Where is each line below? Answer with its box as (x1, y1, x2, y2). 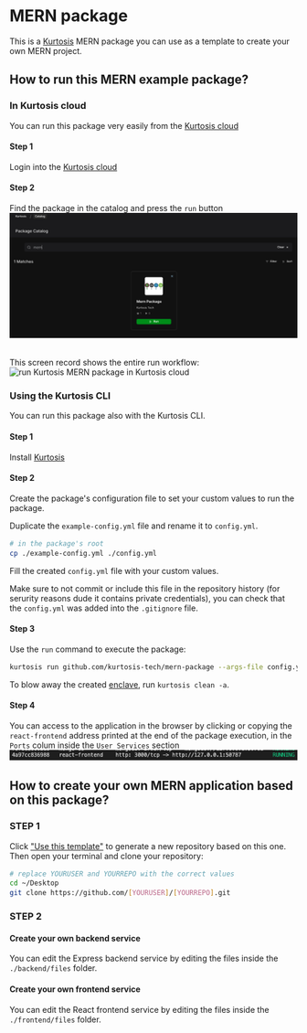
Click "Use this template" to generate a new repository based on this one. (9, 840, 286, 851)
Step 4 (9, 700, 36, 711)
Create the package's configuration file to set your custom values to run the (9, 493, 295, 504)
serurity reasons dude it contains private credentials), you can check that (9, 592, 285, 603)
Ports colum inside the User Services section (9, 740, 180, 751)
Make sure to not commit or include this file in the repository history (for (9, 582, 281, 594)
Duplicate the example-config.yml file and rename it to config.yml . (9, 520, 259, 531)
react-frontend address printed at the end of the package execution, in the (9, 729, 292, 740)
